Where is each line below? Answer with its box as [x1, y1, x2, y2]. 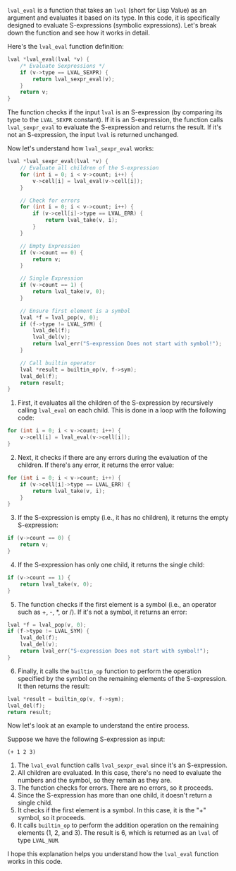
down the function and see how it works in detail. [7, 28, 150, 37]
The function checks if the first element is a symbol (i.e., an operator [17, 600, 217, 608]
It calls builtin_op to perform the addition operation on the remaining [17, 821, 219, 829]
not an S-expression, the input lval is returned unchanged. [7, 131, 179, 139]
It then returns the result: [17, 682, 90, 690]
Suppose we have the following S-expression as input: [7, 735, 166, 744]
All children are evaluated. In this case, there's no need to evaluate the [17, 769, 222, 777]
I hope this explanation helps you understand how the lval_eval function [7, 850, 219, 858]
